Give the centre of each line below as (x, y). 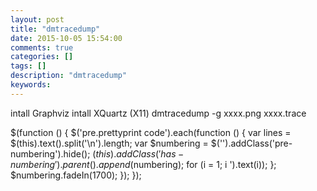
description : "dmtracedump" (69, 76)
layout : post (37, 19)
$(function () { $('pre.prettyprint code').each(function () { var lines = (151, 132)
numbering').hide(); (50, 153)
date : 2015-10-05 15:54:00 (66, 38)
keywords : (31, 85)
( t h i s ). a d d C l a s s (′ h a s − (138, 153)
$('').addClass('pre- (251, 143)
